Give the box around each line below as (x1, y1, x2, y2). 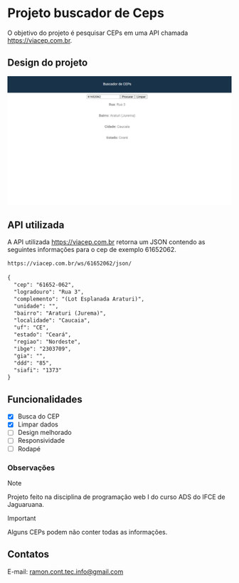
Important (7, 514, 36, 522)
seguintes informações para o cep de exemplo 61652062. (7, 246, 176, 254)
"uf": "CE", (14, 324, 50, 332)
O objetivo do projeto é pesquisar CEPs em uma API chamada (7, 28, 188, 37)
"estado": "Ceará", (14, 331, 72, 339)
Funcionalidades (7, 393, 83, 405)
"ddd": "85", (14, 359, 53, 367)
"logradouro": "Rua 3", (14, 288, 84, 296)
